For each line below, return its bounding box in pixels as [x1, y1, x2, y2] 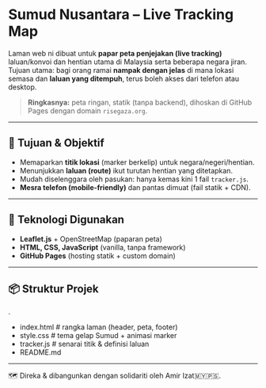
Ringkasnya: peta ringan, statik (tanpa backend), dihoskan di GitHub [27, 97, 253, 107]
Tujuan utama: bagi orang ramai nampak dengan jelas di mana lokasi [8, 65, 234, 74]
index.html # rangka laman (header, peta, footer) [19, 322, 178, 332]
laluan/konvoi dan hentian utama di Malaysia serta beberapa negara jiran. [8, 57, 248, 67]
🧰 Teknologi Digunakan [8, 213, 125, 226]
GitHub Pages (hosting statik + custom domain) [19, 251, 176, 261]
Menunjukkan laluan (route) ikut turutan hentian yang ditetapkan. [19, 165, 234, 175]
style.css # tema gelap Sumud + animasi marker [19, 331, 177, 340]
